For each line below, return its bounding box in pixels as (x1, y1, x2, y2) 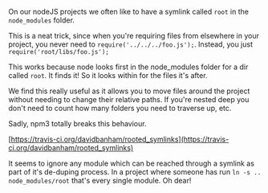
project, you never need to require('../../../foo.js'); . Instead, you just (8, 39, 254, 49)
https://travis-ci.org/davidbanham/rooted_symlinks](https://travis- (10, 134, 229, 144)
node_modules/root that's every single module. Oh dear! (8, 176, 192, 185)
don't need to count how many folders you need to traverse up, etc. (8, 104, 232, 113)
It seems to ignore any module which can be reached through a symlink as (8, 158, 255, 168)
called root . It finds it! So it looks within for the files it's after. (8, 71, 208, 80)
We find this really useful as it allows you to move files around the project (8, 86, 250, 96)
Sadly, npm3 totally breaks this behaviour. (8, 119, 147, 128)
